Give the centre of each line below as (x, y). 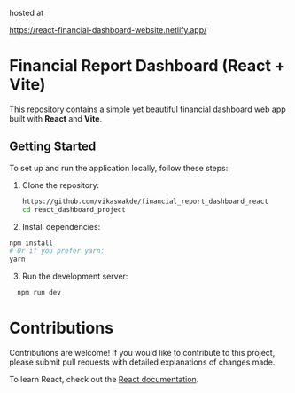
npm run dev (39, 293)
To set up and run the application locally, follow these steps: (119, 168)
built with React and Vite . (56, 118)
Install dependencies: (61, 226)
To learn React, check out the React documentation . (104, 379)
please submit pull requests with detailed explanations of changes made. (142, 362)
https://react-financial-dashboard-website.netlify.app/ (108, 30)
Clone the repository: (61, 185)
